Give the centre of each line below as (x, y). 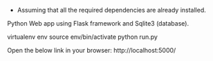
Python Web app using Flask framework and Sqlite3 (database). (98, 23)
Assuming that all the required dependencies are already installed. (111, 10)
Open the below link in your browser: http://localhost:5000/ (92, 50)
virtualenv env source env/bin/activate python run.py (82, 37)
